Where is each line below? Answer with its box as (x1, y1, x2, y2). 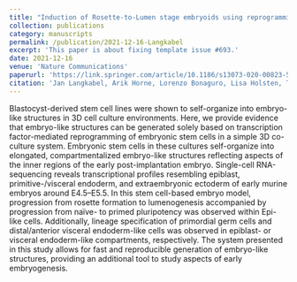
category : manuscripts (9, 29, 93, 38)
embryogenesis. (9, 263, 68, 273)
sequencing (9, 169, 53, 179)
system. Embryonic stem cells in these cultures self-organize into (36, 141, 275, 151)
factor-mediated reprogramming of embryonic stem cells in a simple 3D (9, 131, 270, 141)
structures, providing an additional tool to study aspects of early (9, 253, 243, 263)
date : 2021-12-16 (9, 54, 73, 63)
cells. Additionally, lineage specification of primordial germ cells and (23, 216, 272, 226)
